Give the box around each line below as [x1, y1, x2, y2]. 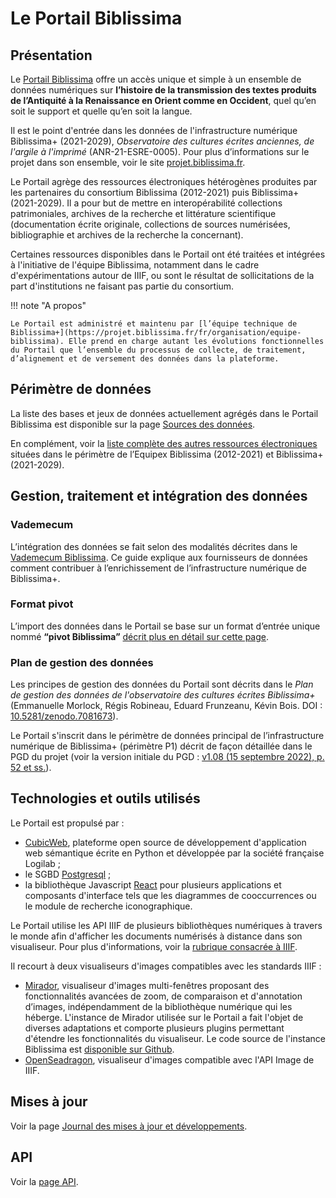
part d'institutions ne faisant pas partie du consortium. [10, 280, 235, 292]
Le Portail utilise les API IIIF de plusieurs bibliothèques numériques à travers [10, 919, 323, 931]
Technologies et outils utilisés [10, 790, 201, 807]
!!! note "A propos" [10, 300, 87, 311]
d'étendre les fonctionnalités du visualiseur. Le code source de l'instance [24, 1032, 326, 1044]
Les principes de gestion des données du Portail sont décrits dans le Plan [10, 678, 314, 691]
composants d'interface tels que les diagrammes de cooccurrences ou [24, 889, 317, 901]
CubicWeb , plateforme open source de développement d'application [24, 836, 307, 848]
